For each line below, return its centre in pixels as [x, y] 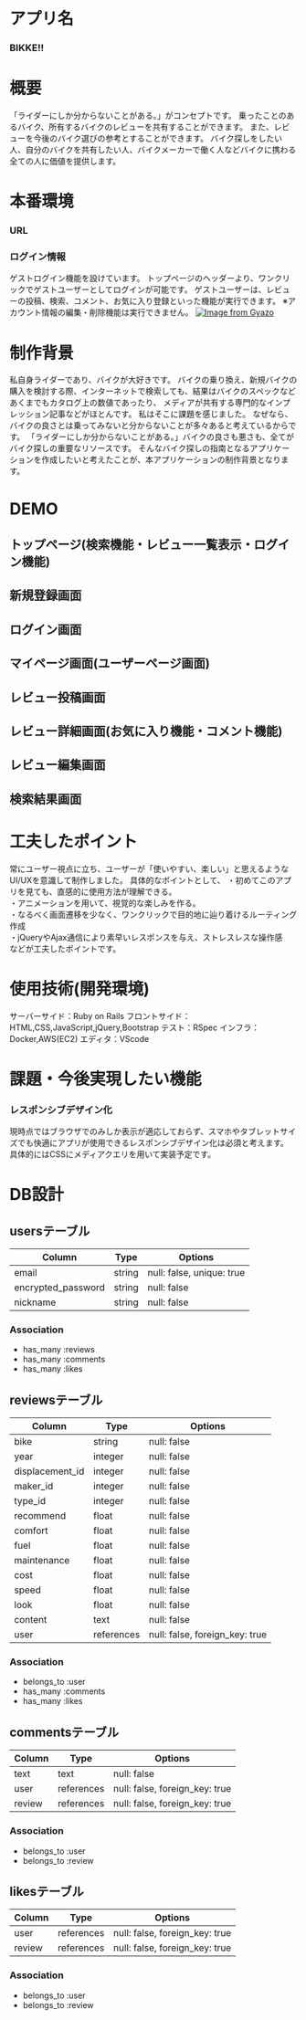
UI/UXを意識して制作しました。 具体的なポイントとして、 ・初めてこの [142, 880]
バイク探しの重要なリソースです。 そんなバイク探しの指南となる [130, 448]
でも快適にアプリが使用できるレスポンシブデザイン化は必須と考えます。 [153, 1143]
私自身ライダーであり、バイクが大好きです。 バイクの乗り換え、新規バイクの [153, 380]
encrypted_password [59, 1288]
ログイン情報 [38, 257]
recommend [40, 1516]
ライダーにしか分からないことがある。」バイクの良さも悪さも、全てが [165, 437]
